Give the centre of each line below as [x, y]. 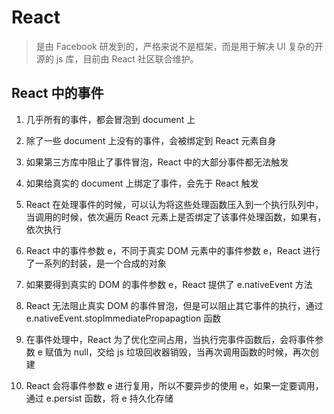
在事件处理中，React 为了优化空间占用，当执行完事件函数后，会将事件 [170, 339]
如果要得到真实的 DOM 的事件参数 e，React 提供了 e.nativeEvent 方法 [169, 284]
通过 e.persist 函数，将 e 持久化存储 [99, 398]
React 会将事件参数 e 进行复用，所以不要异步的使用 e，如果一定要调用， [174, 385]
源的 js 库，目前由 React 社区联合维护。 [117, 58]
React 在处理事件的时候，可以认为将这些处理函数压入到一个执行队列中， [174, 204]
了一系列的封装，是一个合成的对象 [96, 263]
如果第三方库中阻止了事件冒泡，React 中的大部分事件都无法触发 [157, 162]
